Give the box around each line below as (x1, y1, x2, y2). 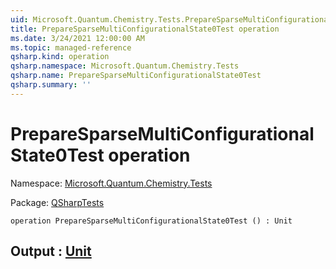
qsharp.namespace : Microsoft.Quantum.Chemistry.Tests (10, 61, 240, 71)
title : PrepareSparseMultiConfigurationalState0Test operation (10, 24, 280, 34)
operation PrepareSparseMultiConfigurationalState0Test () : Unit (10, 216, 293, 226)
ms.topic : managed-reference (10, 42, 132, 53)
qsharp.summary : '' (10, 80, 92, 90)
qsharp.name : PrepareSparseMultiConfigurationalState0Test (10, 71, 262, 81)
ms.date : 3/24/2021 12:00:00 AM (10, 33, 145, 43)
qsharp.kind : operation (10, 52, 110, 62)
